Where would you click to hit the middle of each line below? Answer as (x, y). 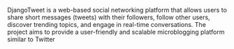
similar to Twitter (31, 39)
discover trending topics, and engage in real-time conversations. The (107, 24)
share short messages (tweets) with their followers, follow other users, (109, 17)
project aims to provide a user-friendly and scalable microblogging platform (116, 32)
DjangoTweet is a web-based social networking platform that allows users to (117, 10)
